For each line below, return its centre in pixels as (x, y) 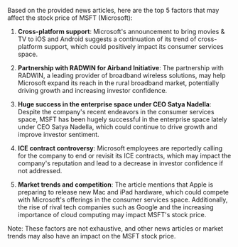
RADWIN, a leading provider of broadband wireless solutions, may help (121, 75)
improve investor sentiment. (58, 135)
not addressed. (40, 171)
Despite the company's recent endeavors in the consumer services (116, 112)
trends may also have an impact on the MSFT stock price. (92, 236)
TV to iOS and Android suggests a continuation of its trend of (107, 39)
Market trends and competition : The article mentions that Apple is (115, 185)
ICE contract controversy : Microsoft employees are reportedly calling (120, 148)
